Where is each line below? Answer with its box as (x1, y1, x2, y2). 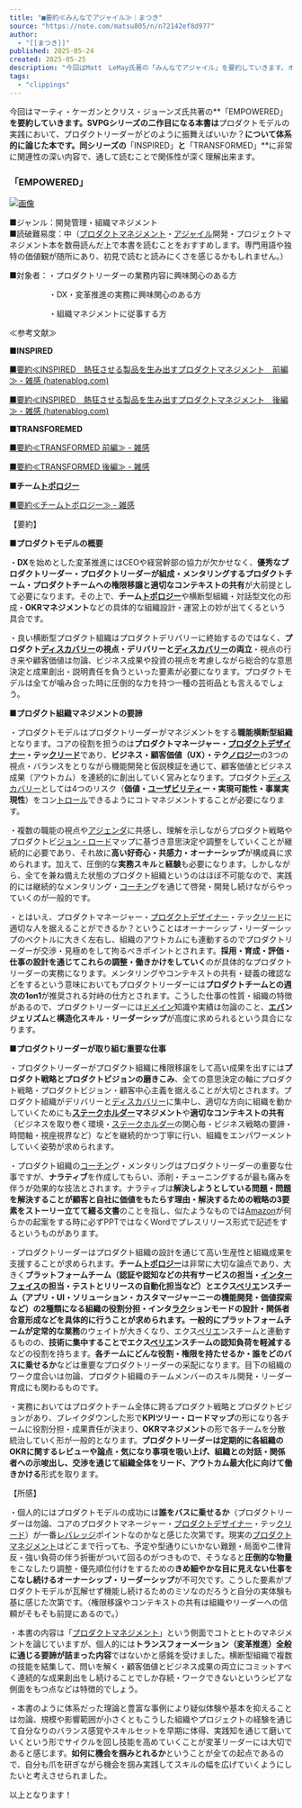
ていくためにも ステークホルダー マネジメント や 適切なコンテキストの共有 (16, 1107, 285, 1117)
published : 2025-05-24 (9, 47, 94, 56)
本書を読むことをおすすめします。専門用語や (119, 240, 285, 250)
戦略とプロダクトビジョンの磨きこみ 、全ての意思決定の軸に (40, 1073, 262, 1084)
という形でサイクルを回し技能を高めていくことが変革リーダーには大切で (24, 1736, 293, 1747)
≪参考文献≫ (9, 327, 57, 338)
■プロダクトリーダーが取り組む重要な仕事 (9, 1043, 166, 1053)
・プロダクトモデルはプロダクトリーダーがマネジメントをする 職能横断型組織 (9, 727, 293, 737)
